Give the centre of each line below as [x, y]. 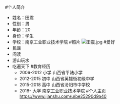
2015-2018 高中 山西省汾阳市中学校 [55, 85]
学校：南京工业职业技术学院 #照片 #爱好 [63, 42]
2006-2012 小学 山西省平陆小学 [51, 73]
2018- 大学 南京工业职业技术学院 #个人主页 [63, 91]
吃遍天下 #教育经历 [31, 66]
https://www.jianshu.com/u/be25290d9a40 [63, 96]
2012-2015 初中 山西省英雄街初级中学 [57, 79]
